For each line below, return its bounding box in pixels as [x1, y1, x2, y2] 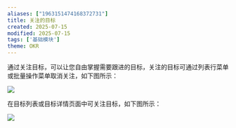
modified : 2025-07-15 [7, 29, 71, 37]
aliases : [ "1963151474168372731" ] [7, 10, 109, 17]
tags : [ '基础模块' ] [7, 36, 60, 43]
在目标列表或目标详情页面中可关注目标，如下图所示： [7, 99, 162, 108]
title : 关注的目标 [7, 17, 56, 24]
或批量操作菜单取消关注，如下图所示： [7, 71, 118, 80]
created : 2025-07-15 [7, 23, 68, 30]
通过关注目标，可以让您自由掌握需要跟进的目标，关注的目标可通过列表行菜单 [7, 63, 229, 71]
